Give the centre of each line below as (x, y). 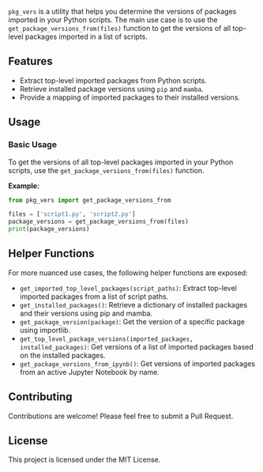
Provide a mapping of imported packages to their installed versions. (130, 97)
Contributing (40, 397)
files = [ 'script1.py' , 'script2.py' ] (72, 214)
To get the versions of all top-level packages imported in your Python (121, 162)
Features (30, 61)
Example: (24, 186)
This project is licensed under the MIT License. (85, 460)
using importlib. (45, 330)
